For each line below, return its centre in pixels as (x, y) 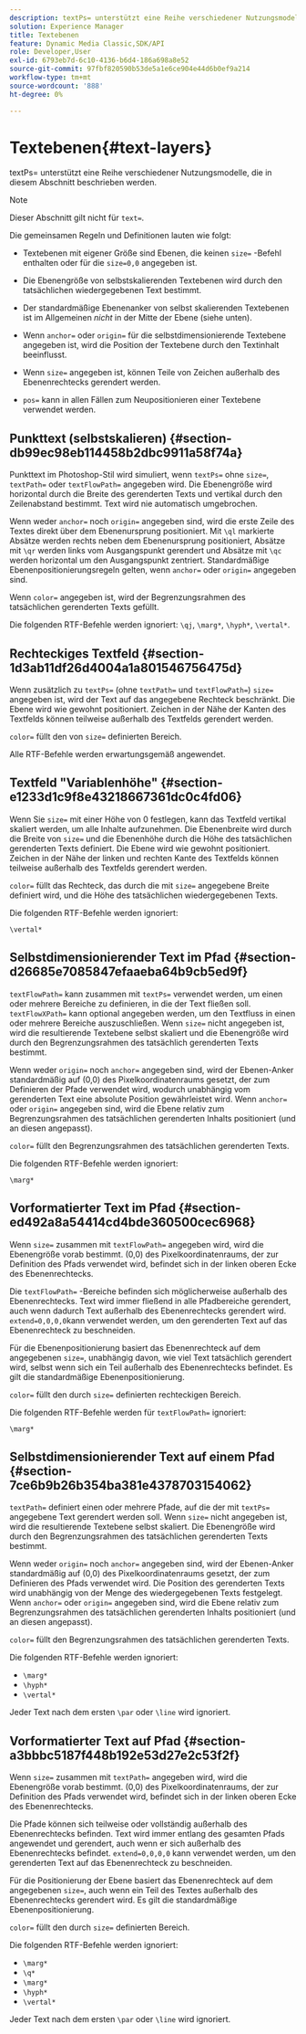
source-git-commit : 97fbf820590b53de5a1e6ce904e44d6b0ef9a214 (130, 69)
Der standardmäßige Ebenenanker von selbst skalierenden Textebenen (156, 308)
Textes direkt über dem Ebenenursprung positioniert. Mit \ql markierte (142, 532)
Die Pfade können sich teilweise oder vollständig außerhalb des (128, 1824)
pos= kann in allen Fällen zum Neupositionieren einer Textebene (142, 400)
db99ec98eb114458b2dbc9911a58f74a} (126, 453)
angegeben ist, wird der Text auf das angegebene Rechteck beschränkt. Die (153, 700)
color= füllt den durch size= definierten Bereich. (100, 1927)
